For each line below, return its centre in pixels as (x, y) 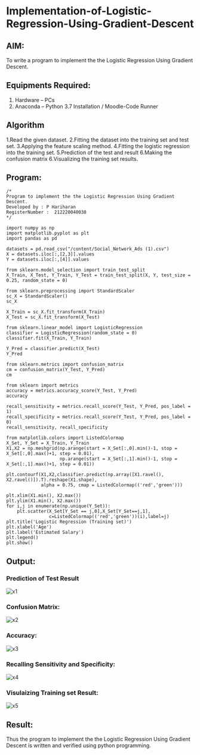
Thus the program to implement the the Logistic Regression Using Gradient (99, 739)
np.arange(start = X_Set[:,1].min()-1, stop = (119, 459)
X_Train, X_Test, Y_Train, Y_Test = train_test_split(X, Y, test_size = (99, 275)
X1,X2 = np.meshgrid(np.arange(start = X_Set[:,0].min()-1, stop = (92, 449)
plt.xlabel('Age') (29, 527)
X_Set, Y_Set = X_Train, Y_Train (48, 443)
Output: (21, 561)
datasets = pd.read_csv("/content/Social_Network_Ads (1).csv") (88, 249)
